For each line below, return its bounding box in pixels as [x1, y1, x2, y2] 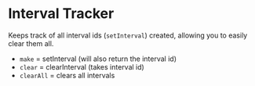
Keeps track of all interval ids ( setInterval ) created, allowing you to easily [8, 30, 248, 40]
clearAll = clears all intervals [19, 70, 115, 80]
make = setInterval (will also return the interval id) [19, 54, 177, 63]
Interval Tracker [8, 5, 115, 23]
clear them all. [8, 38, 54, 48]
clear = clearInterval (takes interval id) [19, 62, 145, 71]
